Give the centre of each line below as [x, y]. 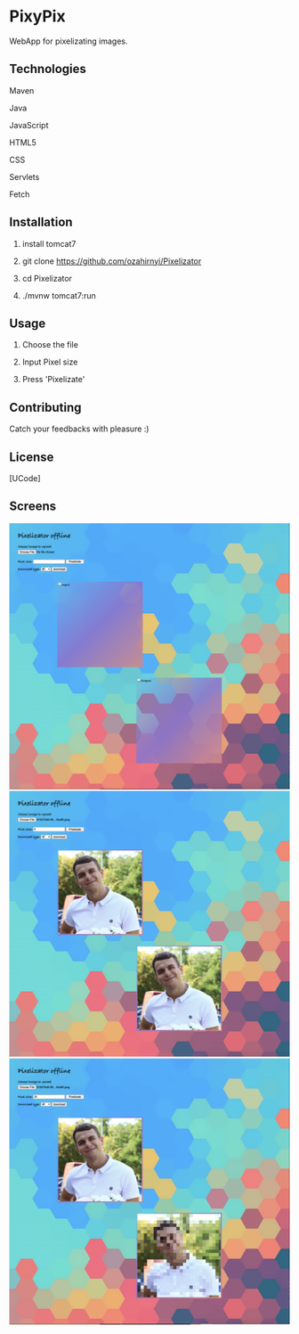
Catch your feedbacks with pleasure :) [79, 429]
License [32, 457]
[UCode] [25, 478]
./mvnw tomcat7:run [59, 295]
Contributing [45, 407]
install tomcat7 [49, 243]
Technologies [48, 69]
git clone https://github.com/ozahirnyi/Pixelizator [112, 261]
